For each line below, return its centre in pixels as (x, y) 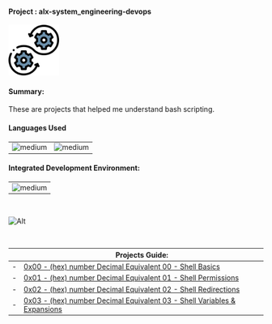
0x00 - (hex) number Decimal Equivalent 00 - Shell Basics (122, 266)
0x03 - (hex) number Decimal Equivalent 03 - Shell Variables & (130, 301)
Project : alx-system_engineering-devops (80, 11)
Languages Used (38, 128)
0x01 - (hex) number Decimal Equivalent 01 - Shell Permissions (132, 278)
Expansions (43, 309)
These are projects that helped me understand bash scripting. (111, 109)
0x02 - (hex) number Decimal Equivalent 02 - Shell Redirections (132, 289)
